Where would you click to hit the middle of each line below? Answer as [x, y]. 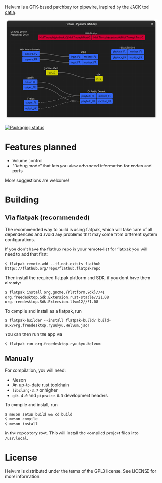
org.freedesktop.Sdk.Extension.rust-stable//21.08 [57, 297]
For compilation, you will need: [36, 370]
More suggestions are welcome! [37, 180]
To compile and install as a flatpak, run [44, 311]
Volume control [27, 160]
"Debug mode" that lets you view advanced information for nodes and [82, 166]
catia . [10, 12]
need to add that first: [27, 254]
